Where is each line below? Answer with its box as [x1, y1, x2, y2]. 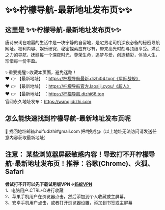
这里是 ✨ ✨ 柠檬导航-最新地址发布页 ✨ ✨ [5, 26, 121, 34]
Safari [5, 168, 24, 176]
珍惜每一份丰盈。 [5, 58, 40, 64]
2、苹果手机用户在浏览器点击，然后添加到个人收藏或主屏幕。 [5, 193, 129, 199]
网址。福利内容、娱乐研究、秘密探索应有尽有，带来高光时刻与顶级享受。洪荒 [5, 46, 160, 52]
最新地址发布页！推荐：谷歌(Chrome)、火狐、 [14, 159, 154, 168]
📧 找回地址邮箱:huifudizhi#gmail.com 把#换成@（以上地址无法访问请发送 [5, 128, 153, 134]
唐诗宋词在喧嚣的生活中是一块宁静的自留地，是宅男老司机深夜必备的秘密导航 [5, 40, 160, 45]
